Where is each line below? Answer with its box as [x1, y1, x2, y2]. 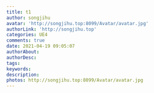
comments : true [6, 37, 45, 43]
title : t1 [6, 9, 32, 15]
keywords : [6, 65, 32, 72]
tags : [6, 60, 20, 66]
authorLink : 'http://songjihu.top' [6, 26, 97, 32]
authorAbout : [6, 49, 40, 55]
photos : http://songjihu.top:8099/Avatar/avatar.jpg [6, 77, 144, 83]
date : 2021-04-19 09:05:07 [6, 43, 75, 50]
